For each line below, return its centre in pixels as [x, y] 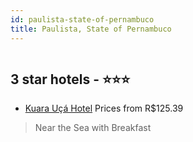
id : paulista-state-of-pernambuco [82, 19]
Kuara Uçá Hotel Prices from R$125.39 [104, 108]
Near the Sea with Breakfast [93, 128]
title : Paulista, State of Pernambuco [91, 29]
